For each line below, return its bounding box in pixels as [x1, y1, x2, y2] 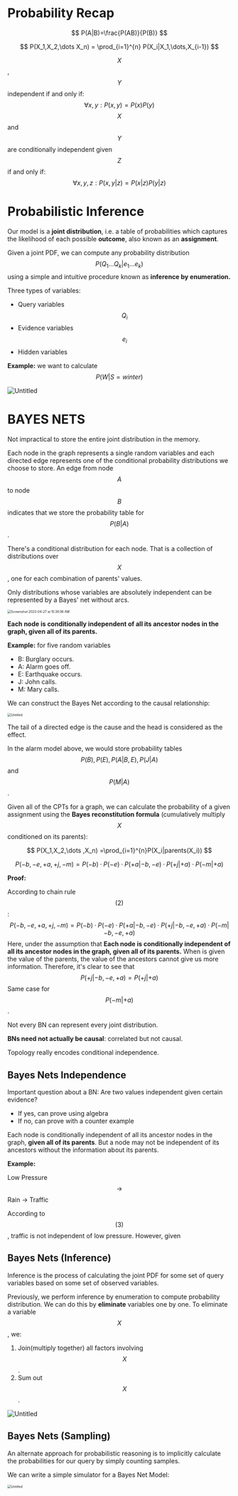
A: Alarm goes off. [17, 662, 71, 671]
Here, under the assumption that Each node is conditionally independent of [7, 940, 231, 948]
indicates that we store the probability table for [7, 508, 144, 517]
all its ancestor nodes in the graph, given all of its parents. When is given [7, 947, 225, 956]
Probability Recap [7, 5, 115, 21]
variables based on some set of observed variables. [7, 1278, 159, 1287]
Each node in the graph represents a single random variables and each [7, 449, 215, 457]
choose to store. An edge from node [7, 464, 114, 473]
